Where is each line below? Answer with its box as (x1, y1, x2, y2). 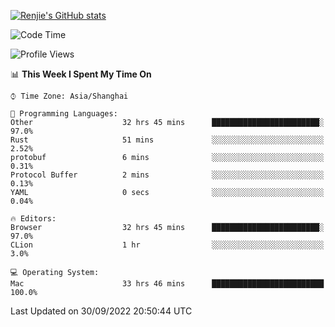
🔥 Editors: (10, 214, 57, 224)
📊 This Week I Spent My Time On (10, 68, 152, 80)
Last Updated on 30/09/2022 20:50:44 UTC (10, 305, 193, 317)
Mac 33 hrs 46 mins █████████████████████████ (10, 279, 325, 289)
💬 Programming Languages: (10, 109, 118, 119)
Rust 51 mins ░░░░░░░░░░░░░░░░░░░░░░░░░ (10, 135, 325, 145)
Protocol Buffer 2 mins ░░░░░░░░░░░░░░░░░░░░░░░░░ (10, 170, 325, 180)
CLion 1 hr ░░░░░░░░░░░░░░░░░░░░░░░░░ (10, 240, 325, 250)
